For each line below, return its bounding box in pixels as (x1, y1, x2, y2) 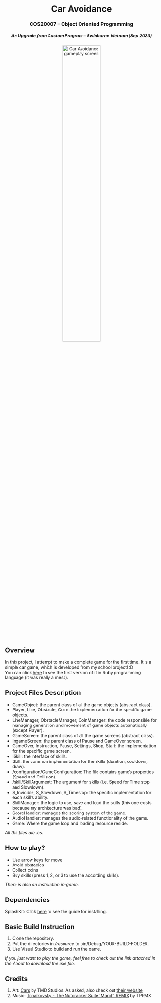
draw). (12, 763, 26, 769)
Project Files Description (5, 689, 81, 697)
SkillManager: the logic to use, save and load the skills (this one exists (12, 799, 152, 805)
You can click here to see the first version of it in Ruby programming (5, 669, 141, 675)
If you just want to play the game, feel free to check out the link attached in (5, 955, 156, 961)
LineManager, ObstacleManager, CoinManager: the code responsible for (12, 717, 157, 723)
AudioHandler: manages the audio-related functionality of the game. (12, 815, 149, 821)
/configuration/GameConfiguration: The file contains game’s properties (12, 769, 154, 775)
